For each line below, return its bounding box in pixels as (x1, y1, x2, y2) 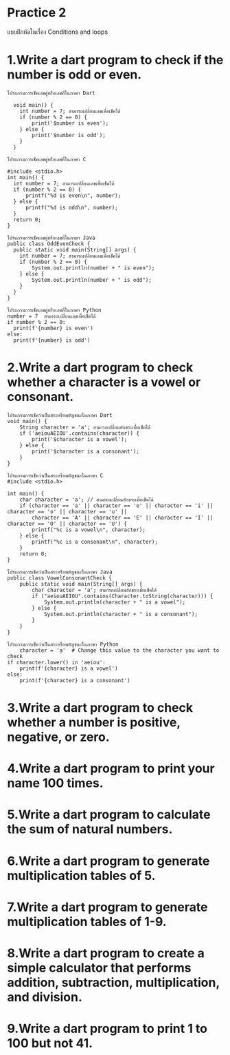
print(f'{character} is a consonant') (19, 677, 130, 684)
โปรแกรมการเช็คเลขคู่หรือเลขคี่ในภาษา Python (7, 307, 102, 314)
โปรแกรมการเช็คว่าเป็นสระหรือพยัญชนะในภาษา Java (7, 569, 113, 575)
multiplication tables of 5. (7, 868, 156, 883)
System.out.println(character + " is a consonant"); (43, 611, 198, 617)
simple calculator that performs (7, 960, 192, 976)
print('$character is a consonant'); (32, 448, 139, 455)
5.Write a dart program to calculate (7, 807, 211, 823)
